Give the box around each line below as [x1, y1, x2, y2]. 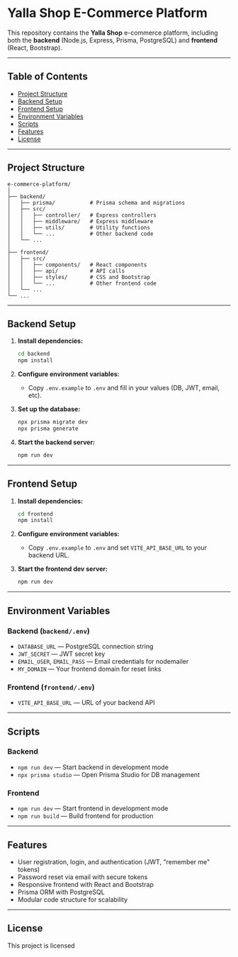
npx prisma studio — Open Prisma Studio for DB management [17, 770, 200, 778]
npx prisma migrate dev [17, 419, 89, 426]
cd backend [17, 351, 50, 358]
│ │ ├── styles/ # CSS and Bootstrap [7, 273, 151, 281]
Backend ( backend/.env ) [7, 625, 90, 635]
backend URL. [28, 551, 69, 560]
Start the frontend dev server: [17, 565, 108, 573]
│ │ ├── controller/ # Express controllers [7, 211, 157, 219]
